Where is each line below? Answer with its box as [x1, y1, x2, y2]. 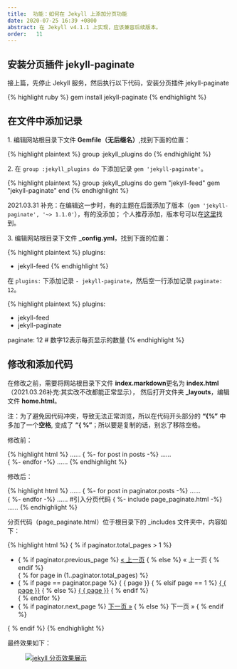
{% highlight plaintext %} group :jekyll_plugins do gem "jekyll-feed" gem [7, 179, 221, 187]
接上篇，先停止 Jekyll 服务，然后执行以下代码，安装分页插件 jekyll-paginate [7, 79, 230, 88]
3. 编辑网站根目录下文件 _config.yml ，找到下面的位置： [7, 233, 171, 242]
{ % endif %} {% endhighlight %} [7, 623, 105, 632]
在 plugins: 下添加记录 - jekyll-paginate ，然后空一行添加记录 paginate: [7, 276, 223, 285]
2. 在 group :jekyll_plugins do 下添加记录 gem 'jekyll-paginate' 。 [7, 164, 208, 173]
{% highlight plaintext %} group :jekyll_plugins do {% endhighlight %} [7, 149, 211, 158]
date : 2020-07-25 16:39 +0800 [7, 17, 98, 24]
